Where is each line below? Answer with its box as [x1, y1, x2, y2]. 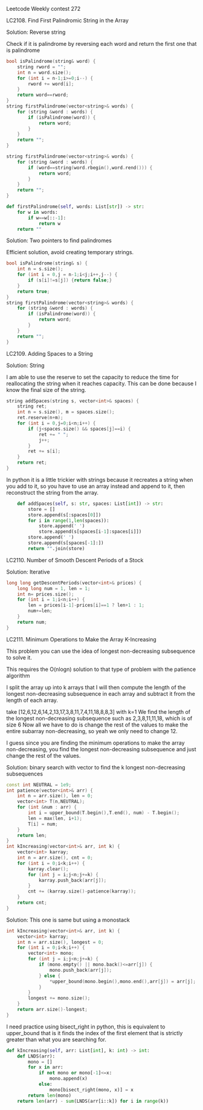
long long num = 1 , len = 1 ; [17, 585, 91, 591]
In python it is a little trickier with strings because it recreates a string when [6, 476, 193, 483]
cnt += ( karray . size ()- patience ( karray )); [28, 888, 137, 894]
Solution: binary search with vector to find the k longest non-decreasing [6, 763, 185, 771]
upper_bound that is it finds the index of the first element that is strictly [6, 1029, 183, 1036]
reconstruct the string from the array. [6, 489, 98, 496]
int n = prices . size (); [17, 591, 74, 597]
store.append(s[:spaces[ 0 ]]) [28, 512, 101, 518]
